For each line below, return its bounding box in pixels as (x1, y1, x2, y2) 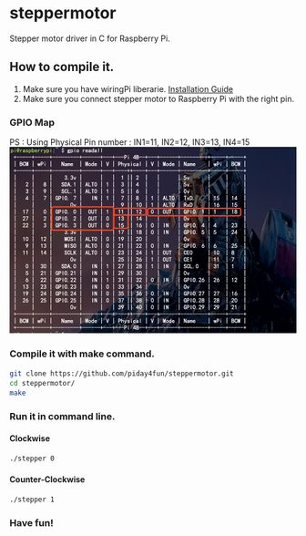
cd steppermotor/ (9, 379, 76, 388)
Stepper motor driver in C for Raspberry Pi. (9, 33, 170, 44)
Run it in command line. (9, 409, 116, 422)
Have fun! (9, 517, 54, 530)
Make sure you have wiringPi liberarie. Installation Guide (22, 83, 234, 94)
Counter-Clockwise (9, 473, 86, 485)
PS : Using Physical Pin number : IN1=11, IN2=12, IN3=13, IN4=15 (9, 137, 250, 148)
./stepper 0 (9, 454, 55, 463)
